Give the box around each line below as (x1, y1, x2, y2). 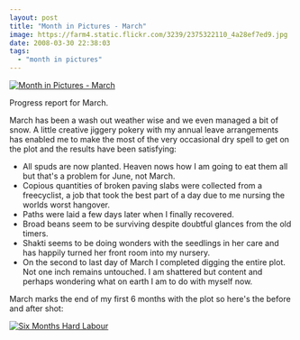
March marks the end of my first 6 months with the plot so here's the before (9, 294, 291, 304)
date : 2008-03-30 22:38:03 (9, 38, 111, 48)
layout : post (9, 13, 59, 23)
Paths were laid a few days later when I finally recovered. (22, 209, 234, 219)
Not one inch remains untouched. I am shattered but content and (22, 267, 263, 277)
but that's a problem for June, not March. (22, 170, 176, 181)
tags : (9, 47, 30, 56)
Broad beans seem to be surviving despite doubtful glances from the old (22, 218, 292, 229)
